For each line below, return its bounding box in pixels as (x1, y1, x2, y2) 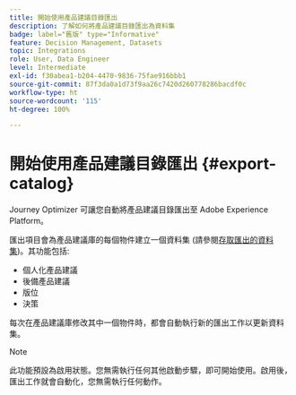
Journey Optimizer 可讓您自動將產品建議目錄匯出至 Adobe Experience (9, 204, 269, 215)
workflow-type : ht (9, 88, 78, 97)
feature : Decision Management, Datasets (9, 38, 163, 47)
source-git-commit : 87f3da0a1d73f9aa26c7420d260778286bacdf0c (9, 80, 247, 89)
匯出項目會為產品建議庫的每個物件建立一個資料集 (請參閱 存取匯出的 (9, 235, 258, 245)
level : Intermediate (9, 64, 87, 73)
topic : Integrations (9, 47, 87, 56)
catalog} (9, 174, 74, 193)
